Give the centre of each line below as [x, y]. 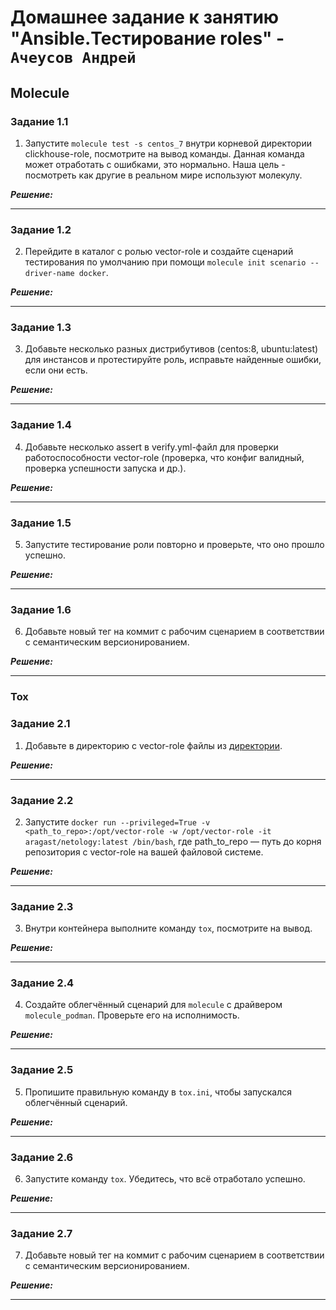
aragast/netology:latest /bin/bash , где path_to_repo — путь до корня [173, 841]
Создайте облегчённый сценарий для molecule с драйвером [153, 1005]
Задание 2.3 [42, 906]
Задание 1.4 [41, 425]
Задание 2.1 [40, 724]
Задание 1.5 [41, 523]
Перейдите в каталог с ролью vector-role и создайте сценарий [159, 252]
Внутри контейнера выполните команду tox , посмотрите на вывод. [168, 928]
